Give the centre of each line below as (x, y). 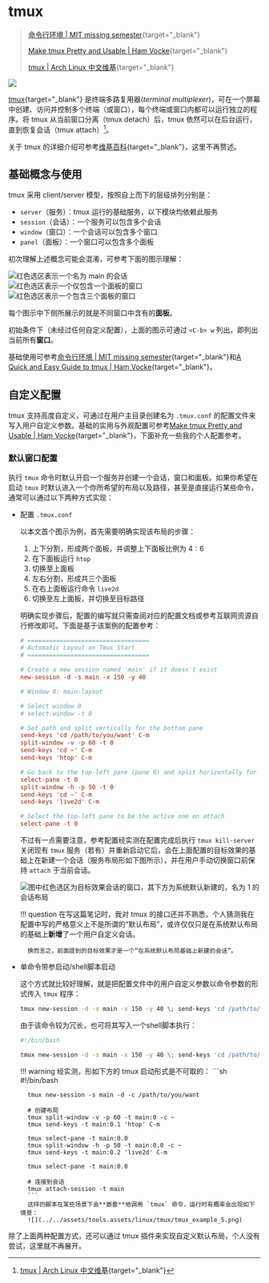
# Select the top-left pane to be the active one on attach (122, 816)
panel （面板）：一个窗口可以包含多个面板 (87, 242)
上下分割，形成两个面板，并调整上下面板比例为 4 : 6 (118, 548)
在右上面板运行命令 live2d (75, 588)
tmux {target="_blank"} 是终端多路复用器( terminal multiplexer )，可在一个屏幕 (134, 99)
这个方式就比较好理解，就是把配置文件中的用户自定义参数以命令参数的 (136, 984)
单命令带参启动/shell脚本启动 (68, 967)
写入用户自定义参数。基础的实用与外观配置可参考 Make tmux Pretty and (125, 426)
